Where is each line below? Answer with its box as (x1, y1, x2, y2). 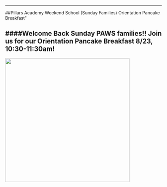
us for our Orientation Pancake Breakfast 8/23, (5, 37, 153, 46)
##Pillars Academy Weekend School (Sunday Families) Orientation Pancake (5, 10, 160, 15)
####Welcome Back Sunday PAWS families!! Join (5, 29, 162, 38)
